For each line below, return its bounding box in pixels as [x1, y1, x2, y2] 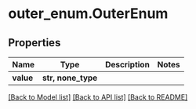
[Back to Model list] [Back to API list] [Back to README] [8, 93, 188, 102]
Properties [8, 36, 61, 49]
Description [104, 60, 151, 70]
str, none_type [42, 72, 98, 83]
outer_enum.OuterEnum [8, 5, 169, 23]
